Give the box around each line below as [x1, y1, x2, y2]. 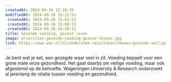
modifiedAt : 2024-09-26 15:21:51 [5, 12, 76, 17]
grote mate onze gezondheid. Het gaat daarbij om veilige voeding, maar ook [5, 60, 165, 66]
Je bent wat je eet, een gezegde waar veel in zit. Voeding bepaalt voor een [5, 54, 162, 61]
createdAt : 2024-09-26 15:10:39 [5, 7, 74, 13]
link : [5, 41, 17, 46]
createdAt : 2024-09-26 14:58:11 [7, 26, 76, 32]
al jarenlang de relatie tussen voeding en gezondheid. [5, 71, 118, 77]
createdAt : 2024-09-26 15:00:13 [7, 21, 76, 27]
